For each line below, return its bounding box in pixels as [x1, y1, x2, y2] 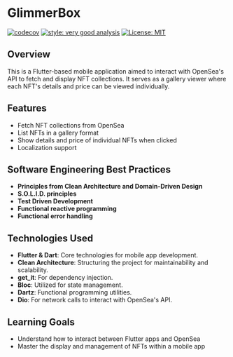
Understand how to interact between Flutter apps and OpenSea [17, 335, 201, 343]
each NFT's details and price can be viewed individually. [7, 82, 170, 90]
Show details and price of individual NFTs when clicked [17, 135, 177, 144]
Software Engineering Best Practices [7, 163, 171, 175]
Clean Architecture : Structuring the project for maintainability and [17, 258, 209, 267]
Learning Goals [7, 316, 76, 328]
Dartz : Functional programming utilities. [17, 288, 132, 297]
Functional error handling [17, 212, 93, 220]
